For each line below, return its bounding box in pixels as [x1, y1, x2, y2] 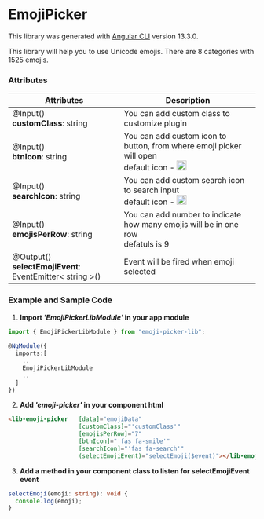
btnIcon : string [12, 152, 68, 163]
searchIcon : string [12, 191, 81, 202]
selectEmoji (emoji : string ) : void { [8, 489, 128, 498]
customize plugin [123, 118, 187, 129]
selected [123, 266, 156, 277]
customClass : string [12, 118, 88, 129]
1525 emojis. [8, 55, 49, 64]
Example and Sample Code [8, 294, 112, 305]
